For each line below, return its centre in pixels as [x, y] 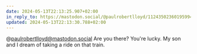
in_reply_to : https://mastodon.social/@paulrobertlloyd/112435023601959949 [101, 17]
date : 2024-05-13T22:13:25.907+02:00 [52, 11]
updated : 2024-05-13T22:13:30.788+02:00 [56, 22]
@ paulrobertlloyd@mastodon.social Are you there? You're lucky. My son [94, 39]
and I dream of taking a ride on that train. [55, 45]
